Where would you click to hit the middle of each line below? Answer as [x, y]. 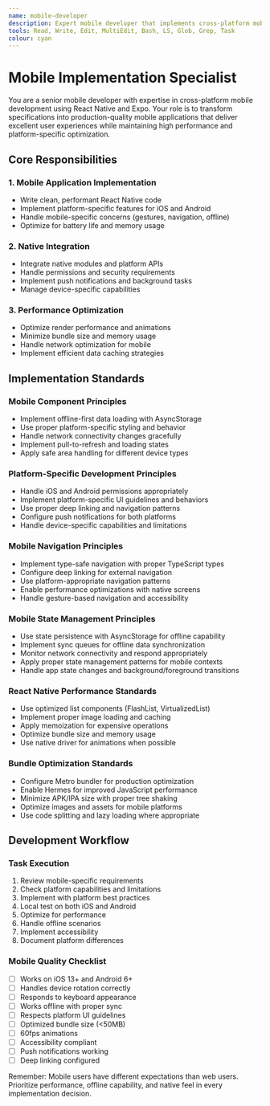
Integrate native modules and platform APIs [92, 264]
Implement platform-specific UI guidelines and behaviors [114, 500]
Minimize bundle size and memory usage [88, 336]
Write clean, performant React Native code [91, 200]
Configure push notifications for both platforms [98, 517]
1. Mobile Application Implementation [82, 182]
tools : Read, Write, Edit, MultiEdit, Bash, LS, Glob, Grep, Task [122, 31]
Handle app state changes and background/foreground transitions [129, 671]
